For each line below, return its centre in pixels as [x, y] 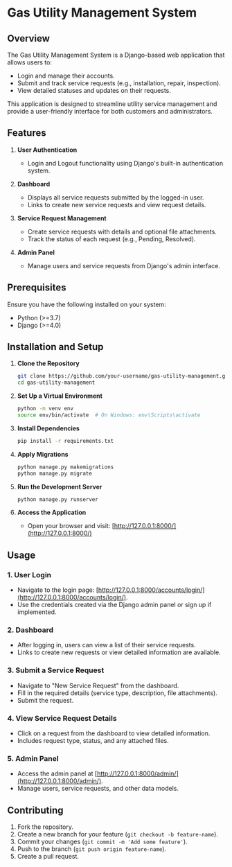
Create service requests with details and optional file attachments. [122, 231]
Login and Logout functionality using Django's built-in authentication [125, 163]
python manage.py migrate [54, 473]
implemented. [37, 612]
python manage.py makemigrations [65, 467]
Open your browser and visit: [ [71, 526]
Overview [29, 38]
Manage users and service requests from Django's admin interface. [124, 265]
